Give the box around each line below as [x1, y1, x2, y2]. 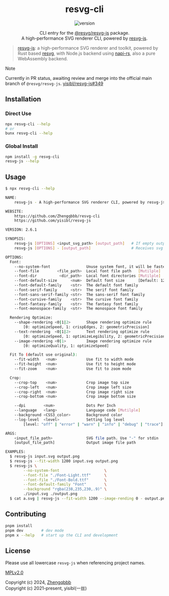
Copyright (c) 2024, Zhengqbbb [5, 579, 71, 585]
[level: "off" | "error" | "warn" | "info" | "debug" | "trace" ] [23, 422, 163, 427]
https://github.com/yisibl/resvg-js [14, 218, 92, 223]
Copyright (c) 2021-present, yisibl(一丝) [5, 585, 87, 591]
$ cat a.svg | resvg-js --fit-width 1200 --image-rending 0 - [10, 496, 143, 501]
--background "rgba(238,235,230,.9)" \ [23, 486, 107, 492]
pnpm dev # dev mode [5, 528, 64, 533]
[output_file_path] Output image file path [14, 440, 136, 445]
